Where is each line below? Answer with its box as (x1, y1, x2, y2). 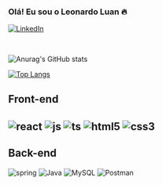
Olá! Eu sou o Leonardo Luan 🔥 (8, 6, 128, 17)
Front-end (8, 92, 59, 106)
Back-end (8, 147, 57, 160)
